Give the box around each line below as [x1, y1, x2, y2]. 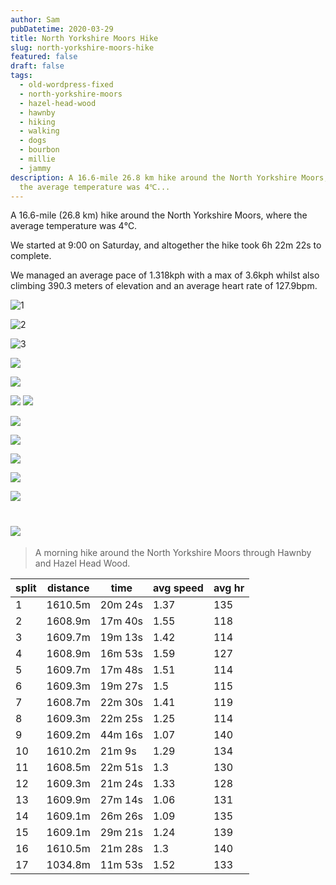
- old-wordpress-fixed [19, 80, 114, 90]
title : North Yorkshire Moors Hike [10, 33, 159, 43]
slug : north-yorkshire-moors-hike [10, 42, 155, 53]
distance [46, 581, 90, 595]
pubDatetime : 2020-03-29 [10, 24, 114, 34]
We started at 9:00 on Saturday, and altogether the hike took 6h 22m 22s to [10, 239, 322, 251]
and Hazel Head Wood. [34, 557, 131, 570]
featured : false [10, 52, 78, 62]
